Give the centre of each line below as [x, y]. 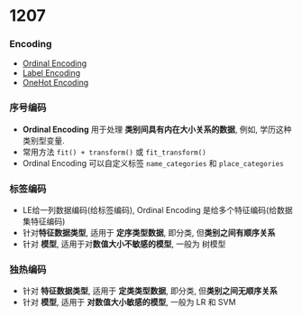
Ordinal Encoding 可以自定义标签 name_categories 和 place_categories [153, 163]
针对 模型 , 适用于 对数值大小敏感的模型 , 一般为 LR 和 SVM [129, 302]
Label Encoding [51, 73]
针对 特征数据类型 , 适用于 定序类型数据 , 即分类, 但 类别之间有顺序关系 [149, 233]
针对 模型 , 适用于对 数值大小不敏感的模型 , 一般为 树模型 [124, 244]
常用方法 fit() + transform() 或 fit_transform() [114, 152]
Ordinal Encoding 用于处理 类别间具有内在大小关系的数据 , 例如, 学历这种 [157, 129]
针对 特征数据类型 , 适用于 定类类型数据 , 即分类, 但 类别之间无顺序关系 [150, 291]
